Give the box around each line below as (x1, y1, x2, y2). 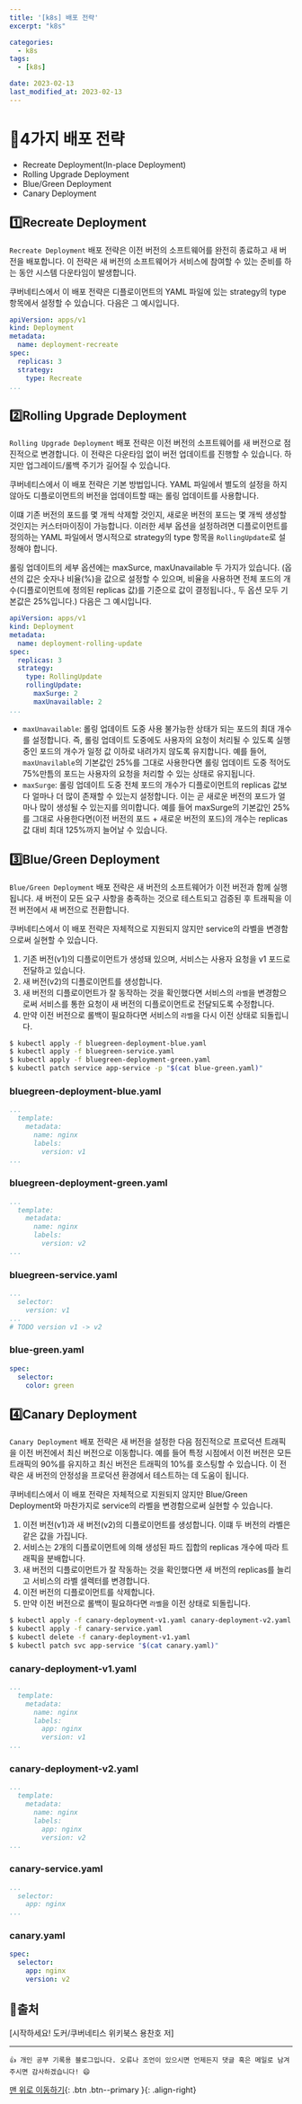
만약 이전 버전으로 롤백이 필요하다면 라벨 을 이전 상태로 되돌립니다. (22, 1598, 251, 1609)
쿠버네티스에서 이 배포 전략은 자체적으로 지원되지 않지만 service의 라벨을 (9, 923, 265, 934)
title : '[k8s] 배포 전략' (9, 13, 99, 22)
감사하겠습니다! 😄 (31, 2067, 91, 2076)
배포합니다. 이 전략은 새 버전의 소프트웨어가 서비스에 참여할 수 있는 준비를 (25, 255, 283, 266)
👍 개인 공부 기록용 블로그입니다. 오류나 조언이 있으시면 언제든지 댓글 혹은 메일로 (9, 2055, 274, 2064)
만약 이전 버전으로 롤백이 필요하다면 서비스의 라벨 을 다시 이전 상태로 (22, 1009, 258, 1020)
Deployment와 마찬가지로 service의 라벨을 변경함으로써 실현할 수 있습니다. (9, 1500, 273, 1511)
